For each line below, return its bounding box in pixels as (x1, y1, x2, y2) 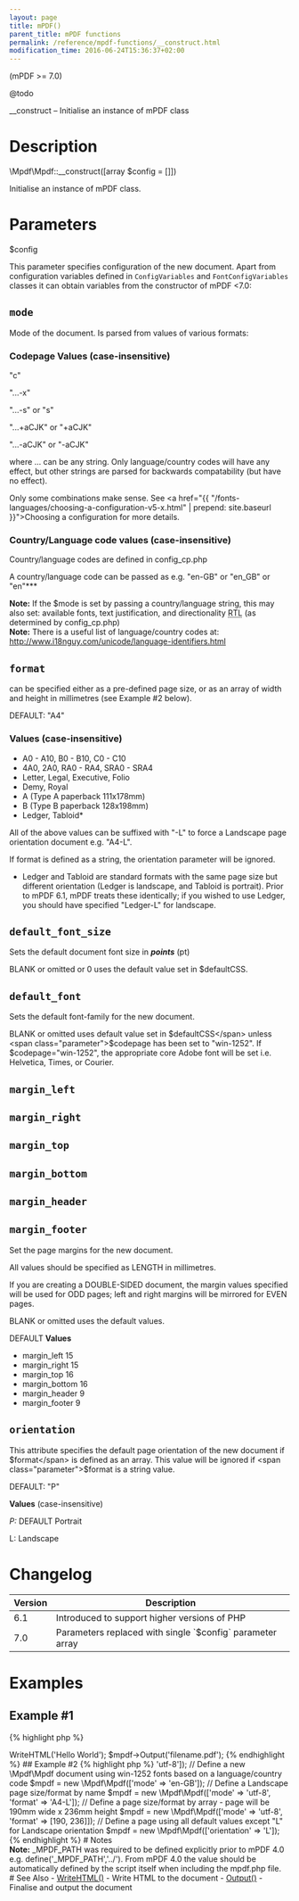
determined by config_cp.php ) (9, 617, 120, 628)
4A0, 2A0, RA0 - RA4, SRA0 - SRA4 (21, 762, 154, 773)
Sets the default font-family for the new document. (9, 1012, 196, 1022)
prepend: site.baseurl (192, 502, 271, 513)
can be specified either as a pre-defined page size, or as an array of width (9, 683, 282, 694)
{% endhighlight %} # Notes (9, 1834, 113, 1845)
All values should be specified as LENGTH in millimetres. (9, 1261, 216, 1272)
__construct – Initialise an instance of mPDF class (9, 105, 190, 116)
